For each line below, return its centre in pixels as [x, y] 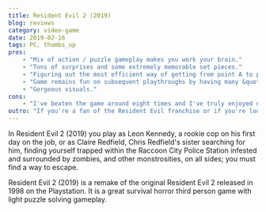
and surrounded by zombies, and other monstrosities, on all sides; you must [132, 159]
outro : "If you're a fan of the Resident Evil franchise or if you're [127, 112]
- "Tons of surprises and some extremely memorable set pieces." [133, 67]
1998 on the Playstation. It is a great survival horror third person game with [130, 191]
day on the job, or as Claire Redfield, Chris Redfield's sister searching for [127, 142]
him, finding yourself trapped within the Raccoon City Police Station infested [133, 150]
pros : [17, 52]
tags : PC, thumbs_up [42, 45]
